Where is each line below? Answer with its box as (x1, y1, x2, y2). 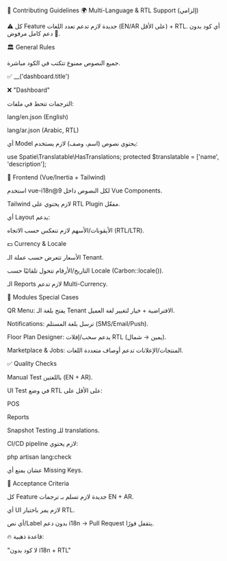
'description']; (7, 160, 46, 168)
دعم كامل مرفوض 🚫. (7, 29, 61, 37)
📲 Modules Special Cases (7, 293, 79, 301)
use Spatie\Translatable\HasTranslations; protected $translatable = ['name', (7, 153, 219, 160)
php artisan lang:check (7, 453, 72, 461)
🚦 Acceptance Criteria (7, 479, 70, 487)
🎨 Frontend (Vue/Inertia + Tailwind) (7, 173, 106, 181)
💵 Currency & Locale (7, 240, 67, 247)
